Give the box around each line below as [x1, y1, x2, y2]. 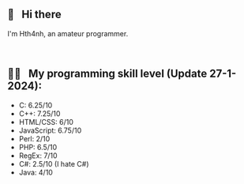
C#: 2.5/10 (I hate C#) [18, 159, 89, 168]
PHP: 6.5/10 [18, 142, 57, 152]
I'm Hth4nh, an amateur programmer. [7, 28, 129, 38]
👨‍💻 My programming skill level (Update [7, 67, 208, 81]
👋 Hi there [7, 8, 62, 21]
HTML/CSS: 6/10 [18, 117, 74, 126]
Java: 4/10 [18, 167, 53, 177]
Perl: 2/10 [18, 133, 51, 143]
